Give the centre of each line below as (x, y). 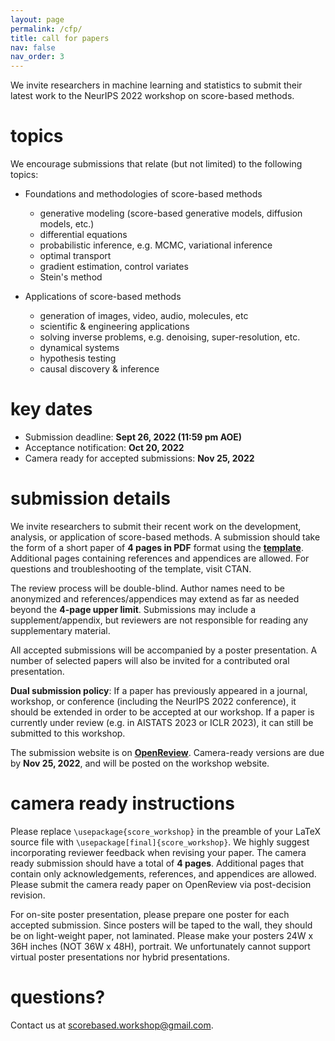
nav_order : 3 (37, 57)
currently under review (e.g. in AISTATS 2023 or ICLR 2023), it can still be (162, 722)
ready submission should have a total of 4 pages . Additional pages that (157, 863)
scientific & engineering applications (114, 327)
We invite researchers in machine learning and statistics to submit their (156, 85)
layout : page (37, 19)
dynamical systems (79, 348)
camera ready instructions (122, 803)
